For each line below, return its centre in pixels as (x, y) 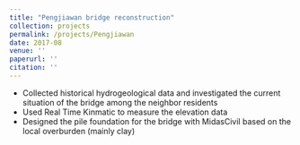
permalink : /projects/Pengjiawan (72, 34)
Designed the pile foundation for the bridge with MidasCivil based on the (157, 121)
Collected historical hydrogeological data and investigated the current (151, 93)
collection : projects (50, 26)
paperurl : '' (34, 59)
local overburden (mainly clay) (79, 131)
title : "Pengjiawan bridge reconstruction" (92, 17)
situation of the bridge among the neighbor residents (120, 102)
